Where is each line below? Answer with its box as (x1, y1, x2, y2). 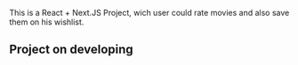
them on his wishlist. (9, 17, 85, 27)
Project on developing (9, 42, 133, 57)
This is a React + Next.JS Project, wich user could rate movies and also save (9, 8, 290, 18)
